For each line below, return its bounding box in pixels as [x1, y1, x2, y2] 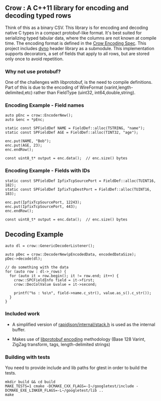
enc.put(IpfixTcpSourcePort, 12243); [5, 200, 82, 205]
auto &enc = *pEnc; [5, 117, 45, 122]
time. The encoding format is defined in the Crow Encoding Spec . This [5, 40, 146, 46]
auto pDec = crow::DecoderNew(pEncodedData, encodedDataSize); [5, 252, 137, 257]
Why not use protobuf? [5, 68, 61, 75]
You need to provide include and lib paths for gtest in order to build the [5, 365, 147, 371]
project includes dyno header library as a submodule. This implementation [5, 45, 155, 51]
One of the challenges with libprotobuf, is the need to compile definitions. [5, 79, 153, 85]
